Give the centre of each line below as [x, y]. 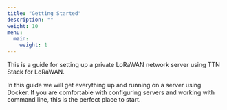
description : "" [30, 20]
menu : [15, 32]
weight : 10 [23, 26]
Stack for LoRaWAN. [36, 72]
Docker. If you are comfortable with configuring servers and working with [111, 92]
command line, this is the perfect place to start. [74, 99]
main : [21, 39]
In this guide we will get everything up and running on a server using [104, 85]
